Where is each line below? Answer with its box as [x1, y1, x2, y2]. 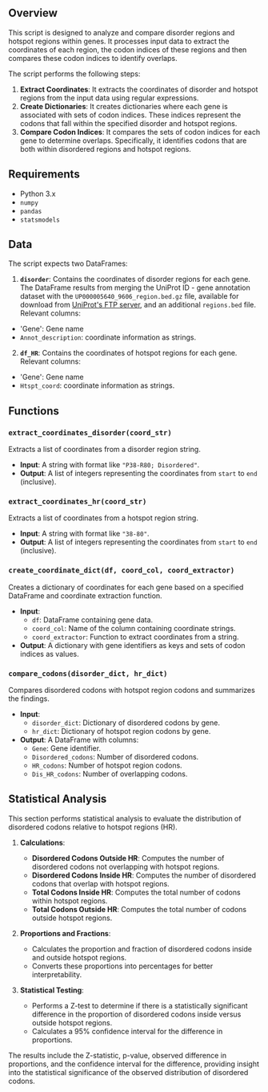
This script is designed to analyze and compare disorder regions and [8, 27, 235, 37]
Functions [8, 404, 60, 418]
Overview [8, 6, 58, 20]
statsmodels [19, 216, 60, 224]
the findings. [8, 694, 50, 703]
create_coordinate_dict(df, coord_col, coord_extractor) [8, 566, 235, 575]
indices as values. [19, 649, 80, 658]
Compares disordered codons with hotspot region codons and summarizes [8, 686, 256, 695]
